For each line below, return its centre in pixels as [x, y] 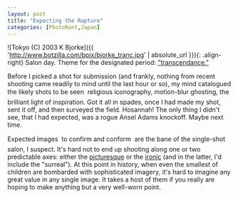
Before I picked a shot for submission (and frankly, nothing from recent [112, 76]
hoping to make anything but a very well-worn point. [84, 187]
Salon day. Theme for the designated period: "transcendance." [117, 63]
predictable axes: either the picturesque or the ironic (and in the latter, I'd [115, 157]
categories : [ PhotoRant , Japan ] [54, 27]
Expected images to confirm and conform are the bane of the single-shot [117, 139]
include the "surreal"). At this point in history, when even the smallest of [113, 165]
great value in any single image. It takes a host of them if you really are [111, 179]
